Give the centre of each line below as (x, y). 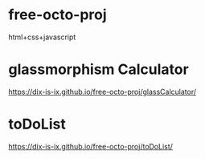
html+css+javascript (42, 37)
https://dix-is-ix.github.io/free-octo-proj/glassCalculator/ (102, 92)
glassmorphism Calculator (98, 69)
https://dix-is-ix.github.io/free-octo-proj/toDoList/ (90, 146)
